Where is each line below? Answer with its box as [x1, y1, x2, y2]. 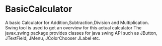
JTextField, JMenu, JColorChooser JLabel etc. [5, 35, 100, 41]
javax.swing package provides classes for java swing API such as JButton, [5, 30, 158, 36]
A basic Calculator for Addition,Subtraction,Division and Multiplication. [5, 20, 149, 25]
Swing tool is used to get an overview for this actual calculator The [5, 24, 142, 30]
